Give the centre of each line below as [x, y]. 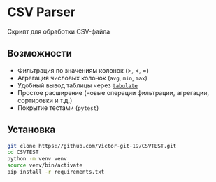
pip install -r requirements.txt [56, 172]
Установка [31, 130]
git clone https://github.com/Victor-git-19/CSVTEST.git [92, 146]
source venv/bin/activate [45, 165]
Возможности [39, 54]
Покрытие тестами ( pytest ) [58, 107]
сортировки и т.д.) [45, 100]
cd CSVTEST [23, 152]
